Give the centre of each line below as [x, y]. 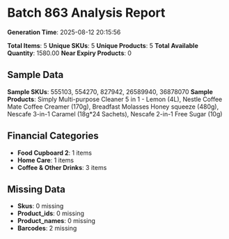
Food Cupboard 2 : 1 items [55, 153]
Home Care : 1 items [46, 160]
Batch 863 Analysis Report [86, 13]
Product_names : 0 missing [56, 221]
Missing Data [37, 189]
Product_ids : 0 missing [51, 213]
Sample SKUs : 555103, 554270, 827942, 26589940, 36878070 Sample [110, 91]
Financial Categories [53, 136]
